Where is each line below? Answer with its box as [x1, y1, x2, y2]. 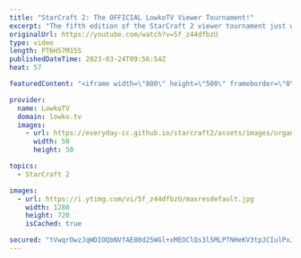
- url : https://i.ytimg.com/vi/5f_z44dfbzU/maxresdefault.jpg [17, 194, 254, 203]
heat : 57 [9, 64, 42, 73]
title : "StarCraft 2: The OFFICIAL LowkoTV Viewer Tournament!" [9, 13, 254, 22]
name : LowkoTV [17, 104, 70, 113]
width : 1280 [25, 202, 70, 211]
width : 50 [32, 137, 70, 146]
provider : [9, 95, 47, 104]
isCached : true [25, 219, 82, 228]
